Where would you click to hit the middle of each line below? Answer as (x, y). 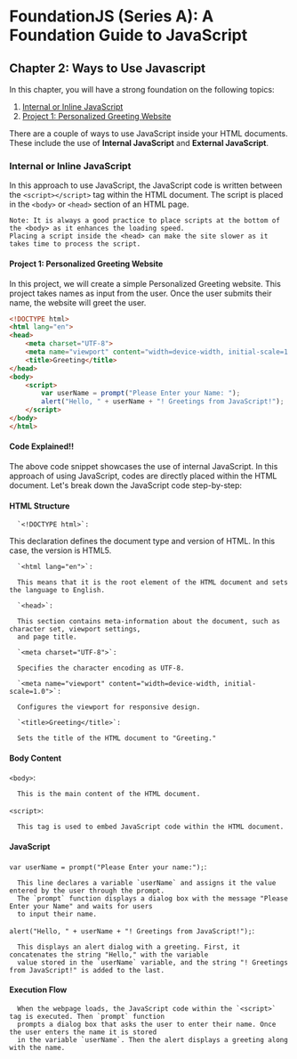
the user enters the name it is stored (83, 1032)
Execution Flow (38, 990)
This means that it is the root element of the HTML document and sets (153, 582)
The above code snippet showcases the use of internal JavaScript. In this (144, 466)
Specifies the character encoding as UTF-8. (101, 668)
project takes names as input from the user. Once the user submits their (140, 293)
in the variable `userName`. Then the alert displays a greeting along (153, 1039)
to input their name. (57, 914)
